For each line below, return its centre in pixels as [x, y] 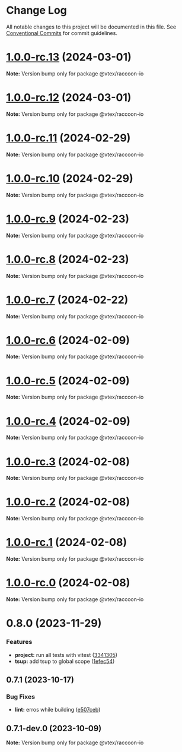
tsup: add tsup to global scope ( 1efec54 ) [65, 661]
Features [19, 642]
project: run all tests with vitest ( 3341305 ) [66, 655]
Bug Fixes [21, 697]
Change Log [36, 10]
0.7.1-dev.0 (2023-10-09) [54, 728]
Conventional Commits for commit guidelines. [62, 33]
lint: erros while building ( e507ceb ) [58, 710]
